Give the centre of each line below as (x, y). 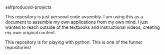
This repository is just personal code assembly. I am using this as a (74, 17)
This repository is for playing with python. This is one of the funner (74, 42)
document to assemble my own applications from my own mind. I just (77, 22)
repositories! (18, 47)
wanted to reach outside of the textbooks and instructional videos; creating (82, 27)
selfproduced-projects (28, 7)
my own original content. (31, 32)
